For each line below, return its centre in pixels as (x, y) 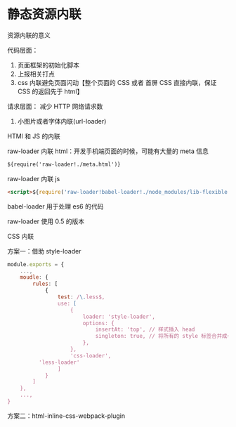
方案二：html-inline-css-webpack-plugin (66, 416)
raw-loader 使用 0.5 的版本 (46, 221)
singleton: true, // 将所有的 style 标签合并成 (161, 336)
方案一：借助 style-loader (44, 251)
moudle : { (34, 277)
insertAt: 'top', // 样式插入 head (145, 330)
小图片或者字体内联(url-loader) (62, 121)
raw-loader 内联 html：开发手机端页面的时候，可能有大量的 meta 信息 (108, 151)
